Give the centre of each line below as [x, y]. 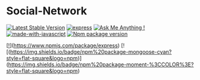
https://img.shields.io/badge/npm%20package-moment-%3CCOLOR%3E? [101, 64]
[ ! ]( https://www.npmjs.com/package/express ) [63, 45]
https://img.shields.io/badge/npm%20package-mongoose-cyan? [91, 51]
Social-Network [47, 11]
